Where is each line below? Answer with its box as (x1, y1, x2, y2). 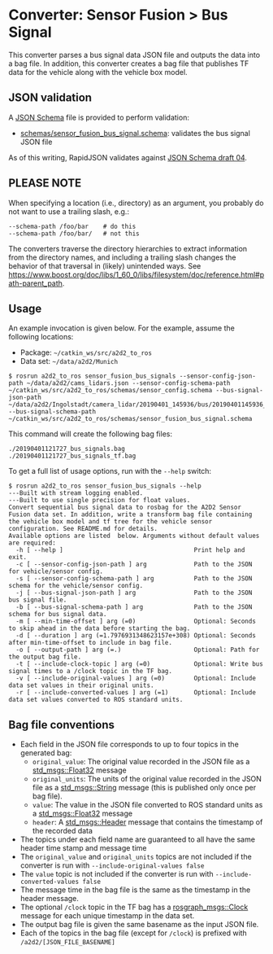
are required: (8, 539, 57, 547)
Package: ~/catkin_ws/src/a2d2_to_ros (19, 348, 153, 357)
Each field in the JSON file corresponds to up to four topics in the (19, 739, 240, 750)
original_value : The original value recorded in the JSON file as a (32, 757, 250, 767)
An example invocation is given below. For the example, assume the (8, 323, 236, 333)
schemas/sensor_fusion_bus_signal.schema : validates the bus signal (19, 128, 250, 138)
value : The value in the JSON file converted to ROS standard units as (32, 800, 263, 810)
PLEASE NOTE (8, 177, 82, 190)
